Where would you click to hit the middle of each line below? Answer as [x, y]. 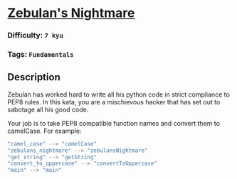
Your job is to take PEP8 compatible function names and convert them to [114, 123]
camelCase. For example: [44, 131]
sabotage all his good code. [48, 109]
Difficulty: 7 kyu [36, 36]
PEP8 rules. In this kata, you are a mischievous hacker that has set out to [114, 102]
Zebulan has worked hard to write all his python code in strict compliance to [118, 94]
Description [34, 77]
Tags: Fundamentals [41, 55]
